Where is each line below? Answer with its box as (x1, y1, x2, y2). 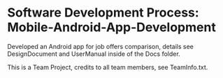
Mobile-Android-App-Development (7, 19, 217, 35)
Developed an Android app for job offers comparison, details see (7, 42, 194, 50)
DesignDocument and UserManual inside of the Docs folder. (7, 50, 180, 58)
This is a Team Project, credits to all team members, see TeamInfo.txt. (7, 63, 208, 71)
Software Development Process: (7, 5, 199, 21)
